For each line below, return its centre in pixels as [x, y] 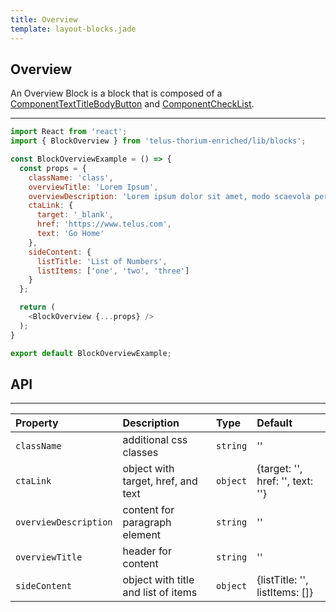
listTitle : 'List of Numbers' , [102, 261]
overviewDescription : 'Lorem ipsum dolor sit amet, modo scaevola [169, 196]
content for [148, 510]
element [142, 535]
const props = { [53, 168]
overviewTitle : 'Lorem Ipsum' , [93, 187]
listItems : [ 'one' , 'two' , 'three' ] [113, 271]
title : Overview [44, 19]
